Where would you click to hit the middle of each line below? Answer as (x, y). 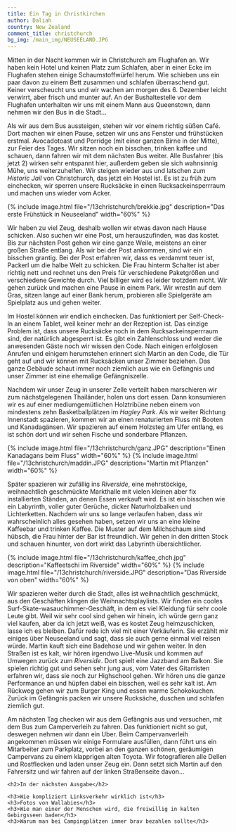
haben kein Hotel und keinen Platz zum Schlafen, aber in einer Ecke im (110, 68)
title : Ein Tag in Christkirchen (56, 14)
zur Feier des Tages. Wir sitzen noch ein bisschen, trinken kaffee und (107, 148)
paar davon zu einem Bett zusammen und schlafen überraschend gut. (108, 82)
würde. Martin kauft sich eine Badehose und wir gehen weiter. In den (107, 646)
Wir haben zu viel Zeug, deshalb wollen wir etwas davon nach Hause (107, 228)
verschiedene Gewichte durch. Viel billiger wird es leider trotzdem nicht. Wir (117, 280)
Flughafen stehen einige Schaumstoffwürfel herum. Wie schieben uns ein (113, 75)
